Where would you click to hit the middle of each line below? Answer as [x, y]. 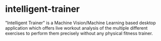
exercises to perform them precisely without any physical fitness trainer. [79, 33]
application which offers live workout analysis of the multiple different [77, 28]
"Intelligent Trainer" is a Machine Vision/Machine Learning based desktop [80, 23]
